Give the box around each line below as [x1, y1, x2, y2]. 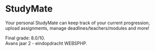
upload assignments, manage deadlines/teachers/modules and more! [5, 25, 150, 31]
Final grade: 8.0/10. [5, 35, 45, 41]
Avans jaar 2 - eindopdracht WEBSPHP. [5, 40, 87, 46]
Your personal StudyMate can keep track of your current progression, [5, 20, 150, 26]
